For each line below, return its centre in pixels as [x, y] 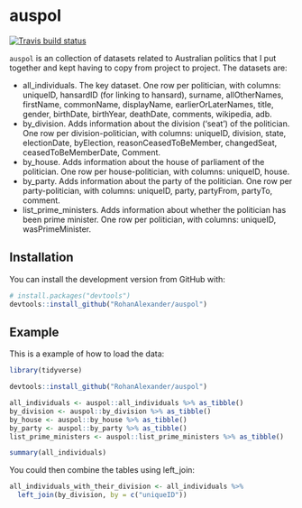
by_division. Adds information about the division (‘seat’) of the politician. [156, 124]
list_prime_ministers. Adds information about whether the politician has [154, 209]
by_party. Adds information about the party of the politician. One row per [157, 180]
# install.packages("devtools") [70, 296]
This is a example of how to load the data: [87, 354]
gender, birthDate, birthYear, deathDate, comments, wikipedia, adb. [147, 114]
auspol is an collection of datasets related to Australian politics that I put [143, 58]
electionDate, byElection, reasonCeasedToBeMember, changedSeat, [150, 143]
